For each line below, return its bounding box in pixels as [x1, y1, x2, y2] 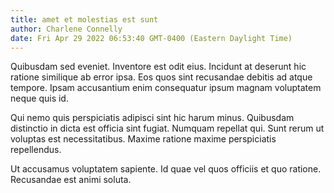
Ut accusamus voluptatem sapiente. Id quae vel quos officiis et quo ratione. [10, 163, 322, 175]
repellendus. [10, 144, 62, 156]
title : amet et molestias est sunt [10, 14, 159, 25]
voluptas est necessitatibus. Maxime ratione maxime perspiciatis [10, 133, 277, 145]
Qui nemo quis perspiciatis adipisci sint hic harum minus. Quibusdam [10, 112, 295, 124]
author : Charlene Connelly [10, 24, 123, 34]
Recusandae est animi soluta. [10, 174, 132, 186]
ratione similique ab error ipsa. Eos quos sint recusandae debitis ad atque [10, 71, 313, 83]
